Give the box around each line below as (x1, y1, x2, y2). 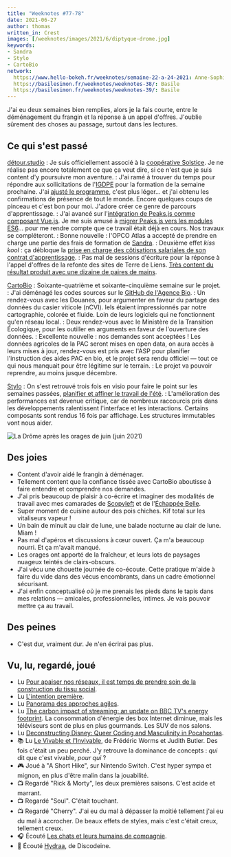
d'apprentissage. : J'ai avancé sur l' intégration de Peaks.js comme (7, 209, 196, 217)
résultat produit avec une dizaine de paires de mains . (7, 267, 157, 276)
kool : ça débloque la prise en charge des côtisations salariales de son (7, 245, 206, 254)
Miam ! (16, 528, 36, 537)
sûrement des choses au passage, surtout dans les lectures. (7, 120, 178, 129)
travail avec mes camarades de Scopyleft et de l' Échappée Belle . (16, 499, 201, 507)
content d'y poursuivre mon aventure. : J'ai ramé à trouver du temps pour (7, 172, 215, 181)
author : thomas (7, 23, 51, 30)
